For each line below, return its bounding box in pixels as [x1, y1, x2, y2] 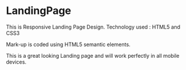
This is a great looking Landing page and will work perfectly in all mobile [6, 52, 180, 59]
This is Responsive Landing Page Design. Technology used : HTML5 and [6, 23, 181, 30]
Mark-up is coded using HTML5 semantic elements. [6, 41, 131, 48]
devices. [6, 58, 27, 65]
